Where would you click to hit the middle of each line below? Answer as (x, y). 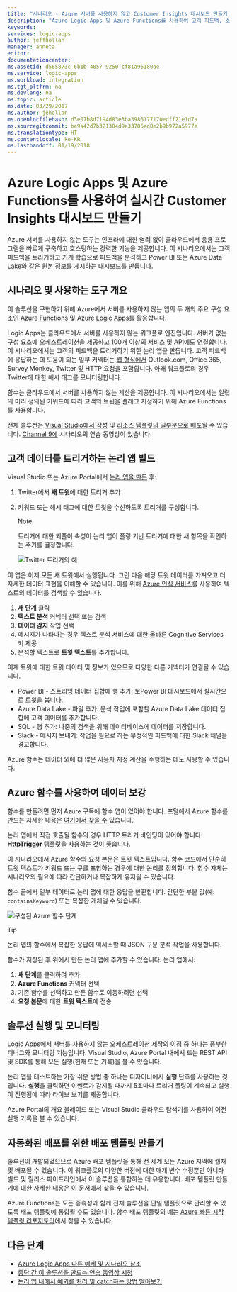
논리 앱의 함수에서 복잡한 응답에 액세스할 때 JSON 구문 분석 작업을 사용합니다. (115, 945)
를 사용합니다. (27, 410)
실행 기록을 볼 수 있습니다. (43, 1118)
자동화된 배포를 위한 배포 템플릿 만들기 (86, 1143)
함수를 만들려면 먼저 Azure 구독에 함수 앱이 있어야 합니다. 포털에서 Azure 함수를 (118, 811)
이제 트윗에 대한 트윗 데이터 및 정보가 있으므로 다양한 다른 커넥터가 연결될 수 (112, 667)
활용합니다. (152, 318)
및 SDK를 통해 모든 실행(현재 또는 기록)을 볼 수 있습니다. (85, 1062)
